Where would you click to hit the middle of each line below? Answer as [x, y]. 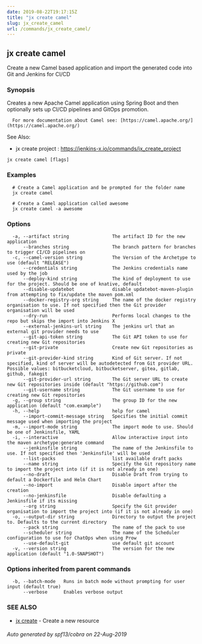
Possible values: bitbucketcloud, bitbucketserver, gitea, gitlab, [93, 369]
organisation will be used [41, 310]
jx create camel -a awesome [48, 209]
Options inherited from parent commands [69, 569]
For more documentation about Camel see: [65, 121]
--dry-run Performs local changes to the [106, 316]
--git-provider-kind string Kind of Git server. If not [103, 358]
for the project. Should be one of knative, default [74, 284]
